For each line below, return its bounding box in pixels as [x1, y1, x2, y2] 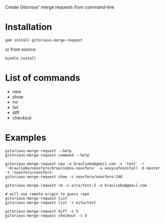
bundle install [5, 56, 37, 61]
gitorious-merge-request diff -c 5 [5, 209, 79, 214]
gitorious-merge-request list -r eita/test [5, 200, 96, 205]
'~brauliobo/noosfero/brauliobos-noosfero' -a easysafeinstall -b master [5, 165, 161, 171]
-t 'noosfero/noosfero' [5, 170, 54, 175]
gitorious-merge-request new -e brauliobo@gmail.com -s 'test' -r [5, 161, 145, 166]
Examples [5, 132, 46, 144]
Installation [5, 22, 52, 33]
